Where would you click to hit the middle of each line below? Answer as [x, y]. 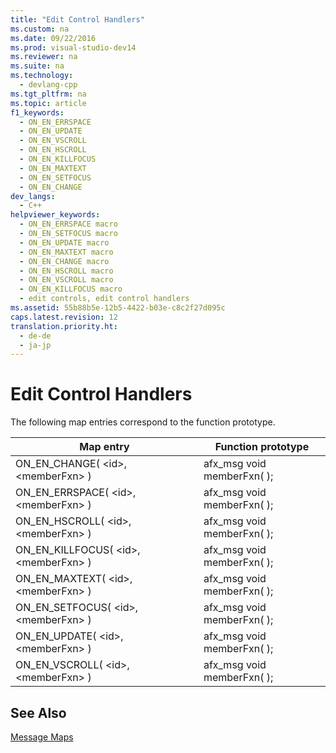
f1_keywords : [37, 112]
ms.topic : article [48, 103]
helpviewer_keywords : [55, 215]
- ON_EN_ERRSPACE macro [68, 224]
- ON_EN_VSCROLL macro [66, 280]
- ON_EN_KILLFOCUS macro [71, 289]
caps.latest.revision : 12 [64, 317]
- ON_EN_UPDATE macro [64, 242]
